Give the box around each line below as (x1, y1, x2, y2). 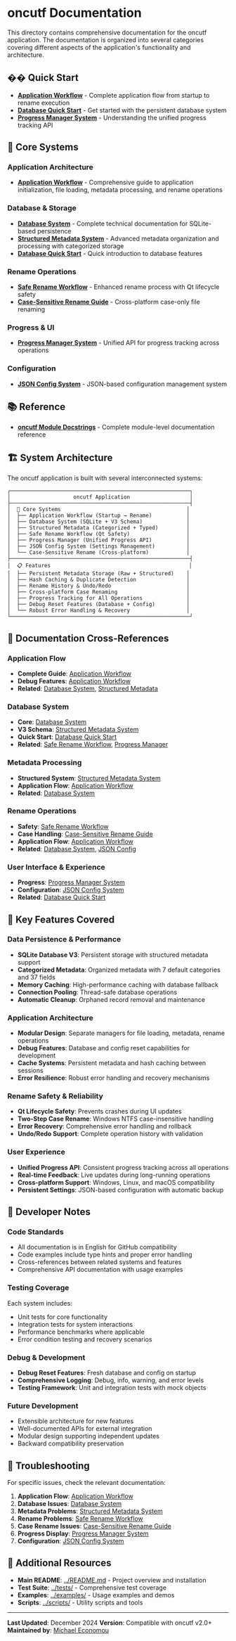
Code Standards (7, 1227, 65, 1237)
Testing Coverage (7, 1283, 70, 1293)
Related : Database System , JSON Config (17, 844, 137, 853)
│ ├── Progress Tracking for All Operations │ (7, 595, 190, 602)
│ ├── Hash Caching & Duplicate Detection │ (7, 577, 190, 584)
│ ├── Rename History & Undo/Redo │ (7, 582, 190, 590)
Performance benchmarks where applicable (17, 1327, 145, 1336)
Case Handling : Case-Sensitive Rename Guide (17, 830, 153, 838)
